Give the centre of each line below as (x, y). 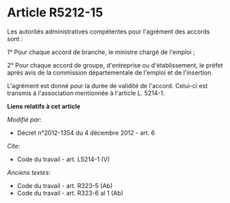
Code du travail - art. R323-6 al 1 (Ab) (70, 193)
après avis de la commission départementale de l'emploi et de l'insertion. (110, 72)
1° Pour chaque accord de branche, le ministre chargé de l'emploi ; (101, 52)
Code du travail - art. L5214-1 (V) (63, 159)
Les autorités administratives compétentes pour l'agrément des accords (108, 31)
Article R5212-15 (55, 13)
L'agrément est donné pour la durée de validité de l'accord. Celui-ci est (107, 85)
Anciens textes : (29, 172)
